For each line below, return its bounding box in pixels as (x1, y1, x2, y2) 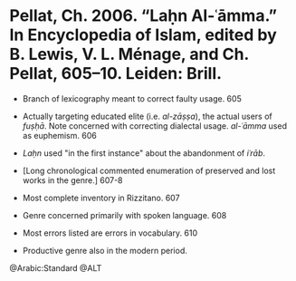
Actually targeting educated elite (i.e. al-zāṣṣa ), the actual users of (22, 111, 273, 121)
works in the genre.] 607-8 (22, 174, 124, 186)
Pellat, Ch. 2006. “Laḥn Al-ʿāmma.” (9, 5, 278, 26)
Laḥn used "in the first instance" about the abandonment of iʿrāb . (22, 147, 265, 159)
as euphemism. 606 (22, 130, 97, 140)
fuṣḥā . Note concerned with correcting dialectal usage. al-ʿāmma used (22, 120, 288, 131)
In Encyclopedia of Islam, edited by (9, 24, 278, 45)
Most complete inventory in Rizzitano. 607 (22, 192, 180, 203)
